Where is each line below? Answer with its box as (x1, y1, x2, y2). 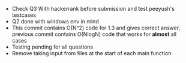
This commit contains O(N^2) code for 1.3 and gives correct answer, (11, 24, 181, 31)
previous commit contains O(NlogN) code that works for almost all (11, 31, 177, 38)
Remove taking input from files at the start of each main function (11, 50, 172, 56)
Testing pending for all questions (11, 43, 94, 50)
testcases (11, 11, 37, 19)
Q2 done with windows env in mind (11, 18, 99, 25)
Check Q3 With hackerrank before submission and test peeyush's (11, 5, 175, 12)
